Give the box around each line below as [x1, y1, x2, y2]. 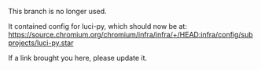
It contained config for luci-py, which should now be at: [8, 22, 187, 30]
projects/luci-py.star [8, 38, 74, 47]
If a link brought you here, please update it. [8, 54, 148, 62]
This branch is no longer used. [8, 7, 107, 16]
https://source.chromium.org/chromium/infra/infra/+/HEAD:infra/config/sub [8, 30, 253, 39]
